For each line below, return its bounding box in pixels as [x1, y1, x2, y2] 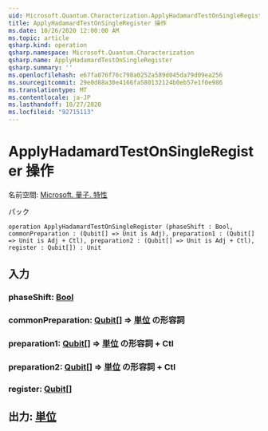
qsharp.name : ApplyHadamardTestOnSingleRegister [8, 57, 173, 65]
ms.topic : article [8, 34, 69, 42]
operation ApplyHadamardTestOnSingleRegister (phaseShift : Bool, [8, 223, 234, 231]
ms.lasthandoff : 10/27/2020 [8, 101, 102, 109]
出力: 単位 [8, 410, 57, 424]
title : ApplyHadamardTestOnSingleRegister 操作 [8, 19, 167, 27]
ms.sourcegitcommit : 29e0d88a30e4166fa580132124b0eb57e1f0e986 [8, 78, 223, 86]
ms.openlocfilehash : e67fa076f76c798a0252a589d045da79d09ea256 [8, 71, 223, 79]
